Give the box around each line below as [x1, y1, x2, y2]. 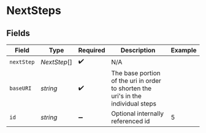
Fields [6, 28, 31, 38]
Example [170, 46, 197, 54]
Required [78, 46, 105, 54]
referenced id [111, 117, 150, 125]
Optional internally [111, 109, 164, 118]
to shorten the [111, 84, 152, 92]
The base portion [111, 69, 161, 77]
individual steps [111, 99, 156, 107]
